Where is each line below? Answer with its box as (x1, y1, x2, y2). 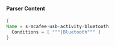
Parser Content (6, 5, 45, 12)
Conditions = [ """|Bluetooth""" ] (11, 29, 101, 35)
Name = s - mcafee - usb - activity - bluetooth (6, 24, 110, 30)
